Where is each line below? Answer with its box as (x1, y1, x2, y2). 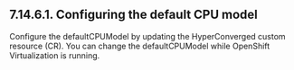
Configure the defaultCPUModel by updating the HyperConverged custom (9, 31, 287, 41)
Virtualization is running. (9, 49, 100, 61)
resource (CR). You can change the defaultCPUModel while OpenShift (9, 40, 270, 51)
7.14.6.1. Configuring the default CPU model (9, 7, 258, 22)
